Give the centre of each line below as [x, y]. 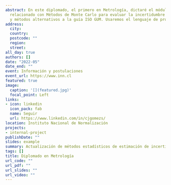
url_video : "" [20, 175]
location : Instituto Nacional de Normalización [57, 123]
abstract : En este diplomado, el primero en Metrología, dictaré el [79, 10]
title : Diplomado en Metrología [39, 156]
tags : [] [15, 152]
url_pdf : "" [18, 165]
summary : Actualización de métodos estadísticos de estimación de [77, 147]
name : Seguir [24, 114]
